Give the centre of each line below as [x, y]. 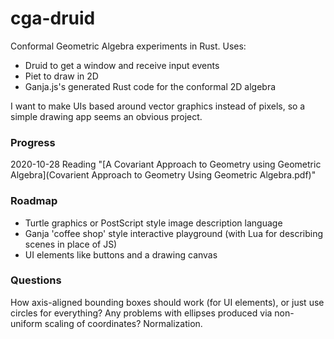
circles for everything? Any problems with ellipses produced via [141, 313]
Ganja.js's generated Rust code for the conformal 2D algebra [150, 86]
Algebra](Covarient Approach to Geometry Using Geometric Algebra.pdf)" [163, 175]
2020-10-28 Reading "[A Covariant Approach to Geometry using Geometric [166, 164]
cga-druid [53, 18]
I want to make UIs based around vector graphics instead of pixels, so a [158, 106]
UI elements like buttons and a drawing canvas [121, 254]
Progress [33, 142]
